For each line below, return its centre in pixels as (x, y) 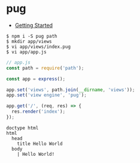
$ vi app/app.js (26, 52)
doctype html (22, 128)
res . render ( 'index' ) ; (39, 112)
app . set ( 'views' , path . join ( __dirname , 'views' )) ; (71, 90)
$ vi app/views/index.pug (38, 47)
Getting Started (34, 25)
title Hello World (40, 144)
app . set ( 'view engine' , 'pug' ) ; (46, 95)
